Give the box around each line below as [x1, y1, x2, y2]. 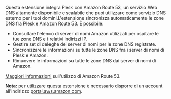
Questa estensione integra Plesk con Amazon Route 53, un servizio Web [5, 5, 157, 10]
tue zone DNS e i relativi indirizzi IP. [12, 36, 88, 42]
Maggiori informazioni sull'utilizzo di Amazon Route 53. [5, 73, 121, 79]
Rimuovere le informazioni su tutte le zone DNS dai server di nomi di [12, 58, 156, 63]
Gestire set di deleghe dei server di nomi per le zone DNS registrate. [12, 41, 157, 47]
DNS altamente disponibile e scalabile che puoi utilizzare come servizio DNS [5, 10, 166, 16]
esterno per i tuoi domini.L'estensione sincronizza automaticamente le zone [5, 15, 164, 21]
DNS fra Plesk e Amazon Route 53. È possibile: [5, 20, 104, 27]
